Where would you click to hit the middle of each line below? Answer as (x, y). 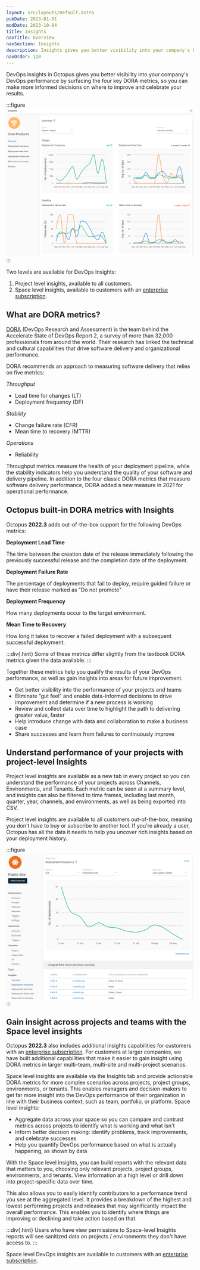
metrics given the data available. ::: (49, 660)
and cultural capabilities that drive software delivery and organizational (93, 348)
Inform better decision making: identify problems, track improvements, (101, 1132)
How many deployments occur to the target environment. (76, 613)
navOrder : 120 (24, 57)
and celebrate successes (46, 1138)
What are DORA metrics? (53, 315)
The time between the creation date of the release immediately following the (100, 554)
